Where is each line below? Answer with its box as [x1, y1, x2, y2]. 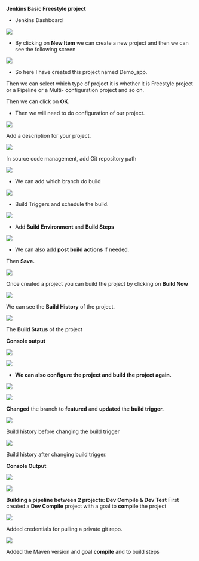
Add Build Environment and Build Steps [14, 223, 115, 230]
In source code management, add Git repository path [6, 155, 137, 162]
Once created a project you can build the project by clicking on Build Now [6, 280, 188, 287]
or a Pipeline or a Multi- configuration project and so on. [6, 87, 145, 93]
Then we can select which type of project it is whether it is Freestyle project [6, 80, 193, 87]
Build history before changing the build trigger [6, 428, 120, 435]
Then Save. [6, 258, 35, 264]
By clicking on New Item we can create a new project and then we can [14, 39, 189, 47]
